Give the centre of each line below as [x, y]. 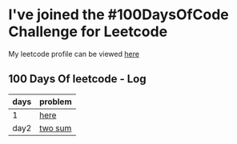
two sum [55, 128]
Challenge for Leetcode [88, 32]
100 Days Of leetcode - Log [77, 79]
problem [55, 102]
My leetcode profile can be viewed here [74, 54]
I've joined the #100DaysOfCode [119, 15]
